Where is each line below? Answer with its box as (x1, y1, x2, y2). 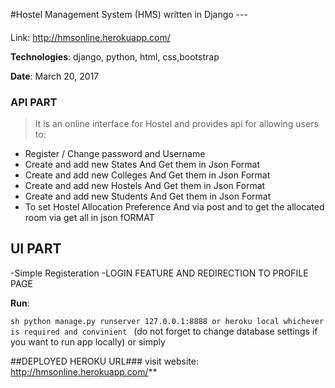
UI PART (10, 240, 62, 258)
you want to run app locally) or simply (10, 335, 166, 348)
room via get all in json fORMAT (24, 211, 155, 223)
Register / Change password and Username (24, 147, 206, 159)
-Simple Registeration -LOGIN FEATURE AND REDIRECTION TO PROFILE (10, 267, 309, 279)
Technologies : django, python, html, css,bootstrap (10, 50, 220, 63)
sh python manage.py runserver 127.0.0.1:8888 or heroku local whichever (10, 316, 325, 326)
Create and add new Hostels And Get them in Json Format (24, 179, 266, 191)
